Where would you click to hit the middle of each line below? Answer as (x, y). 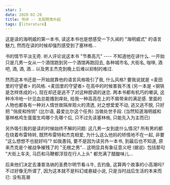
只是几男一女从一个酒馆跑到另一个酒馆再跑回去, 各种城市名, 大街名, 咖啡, (81, 63)
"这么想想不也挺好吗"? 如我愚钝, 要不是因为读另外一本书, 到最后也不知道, (81, 141)
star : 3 (13, 10)
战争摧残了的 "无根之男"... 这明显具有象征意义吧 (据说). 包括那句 (98, 147)
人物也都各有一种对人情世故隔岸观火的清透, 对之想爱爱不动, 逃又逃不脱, (80, 105)
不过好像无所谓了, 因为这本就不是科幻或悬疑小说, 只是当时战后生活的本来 (81, 171)
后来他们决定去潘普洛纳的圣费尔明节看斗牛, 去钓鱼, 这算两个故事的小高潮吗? (85, 165)
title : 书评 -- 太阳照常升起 (33, 19)
